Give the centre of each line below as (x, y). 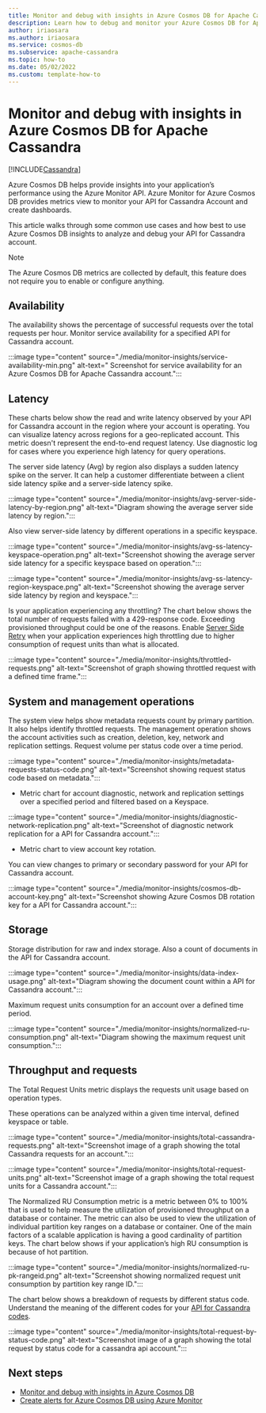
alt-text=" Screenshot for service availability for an (160, 366)
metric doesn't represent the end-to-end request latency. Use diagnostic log (133, 443)
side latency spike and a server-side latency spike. (91, 484)
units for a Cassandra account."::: (63, 1186)
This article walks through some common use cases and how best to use (127, 225)
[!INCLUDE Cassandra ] (45, 169)
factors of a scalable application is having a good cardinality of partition (125, 1235)
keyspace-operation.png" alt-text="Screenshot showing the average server (132, 555)
